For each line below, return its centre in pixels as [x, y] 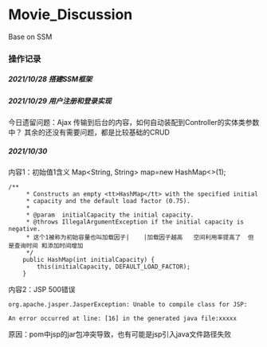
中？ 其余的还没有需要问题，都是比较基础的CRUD [89, 132]
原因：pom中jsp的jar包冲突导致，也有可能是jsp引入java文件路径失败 [120, 334]
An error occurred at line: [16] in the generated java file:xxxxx [123, 319]
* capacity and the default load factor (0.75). [108, 201]
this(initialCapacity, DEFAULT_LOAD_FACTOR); [114, 267]
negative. [25, 229]
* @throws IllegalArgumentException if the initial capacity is [135, 222]
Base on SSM [30, 37]
